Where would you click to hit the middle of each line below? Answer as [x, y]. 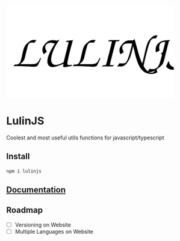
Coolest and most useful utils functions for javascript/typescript [85, 138]
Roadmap [25, 210]
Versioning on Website [43, 225]
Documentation [36, 190]
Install [18, 157]
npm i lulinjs [24, 171]
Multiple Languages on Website [54, 231]
